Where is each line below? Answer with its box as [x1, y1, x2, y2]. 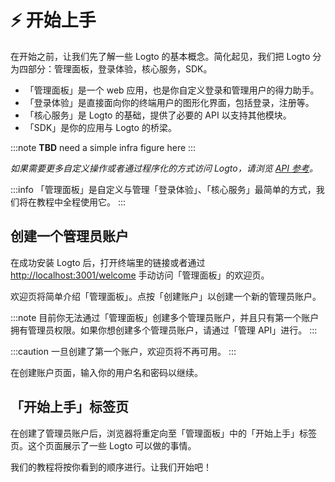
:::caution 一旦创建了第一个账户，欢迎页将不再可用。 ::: [10, 345, 237, 357]
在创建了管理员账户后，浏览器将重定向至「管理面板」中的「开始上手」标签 [10, 427, 317, 439]
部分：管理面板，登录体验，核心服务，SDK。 [27, 62, 213, 75]
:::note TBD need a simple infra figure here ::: [10, 141, 197, 153]
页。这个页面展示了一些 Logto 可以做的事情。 [10, 439, 197, 451]
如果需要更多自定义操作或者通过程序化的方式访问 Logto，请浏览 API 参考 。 [10, 162, 318, 174]
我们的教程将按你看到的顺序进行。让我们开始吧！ [10, 461, 212, 473]
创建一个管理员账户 [10, 228, 129, 245]
